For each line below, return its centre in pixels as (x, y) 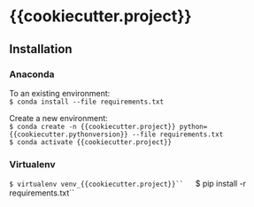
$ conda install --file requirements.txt (87, 102)
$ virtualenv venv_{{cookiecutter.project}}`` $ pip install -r (127, 184)
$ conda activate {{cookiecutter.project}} (91, 142)
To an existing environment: (60, 93)
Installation (41, 49)
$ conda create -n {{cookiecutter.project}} (92, 126)
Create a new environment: (58, 118)
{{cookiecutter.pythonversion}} (69, 134)
